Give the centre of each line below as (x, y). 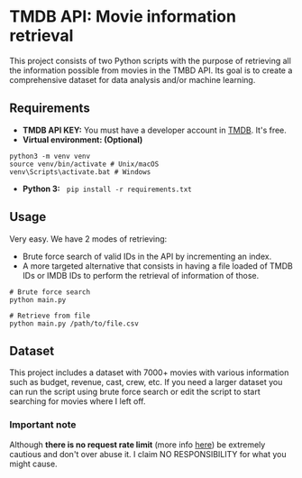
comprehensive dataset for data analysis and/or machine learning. (133, 79)
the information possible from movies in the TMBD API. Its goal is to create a (151, 70)
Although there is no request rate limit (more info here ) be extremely (137, 445)
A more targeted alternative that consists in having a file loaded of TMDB (157, 266)
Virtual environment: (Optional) (82, 139)
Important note (43, 425)
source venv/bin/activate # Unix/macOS (84, 164)
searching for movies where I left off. (78, 401)
